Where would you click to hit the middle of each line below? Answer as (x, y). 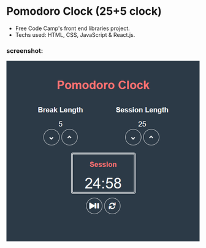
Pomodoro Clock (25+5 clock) (84, 11)
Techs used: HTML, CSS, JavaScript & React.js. (75, 34)
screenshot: (25, 50)
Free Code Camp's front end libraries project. (72, 28)
